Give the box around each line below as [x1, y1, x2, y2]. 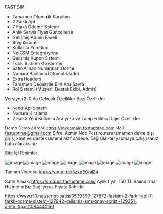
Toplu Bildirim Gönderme [12, 61, 63, 66]
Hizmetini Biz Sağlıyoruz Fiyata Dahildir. [5, 184, 85, 190]
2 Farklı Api [12, 19, 35, 24]
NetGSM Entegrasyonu [12, 50, 59, 56]
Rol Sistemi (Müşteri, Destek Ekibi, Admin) [12, 86, 97, 92]
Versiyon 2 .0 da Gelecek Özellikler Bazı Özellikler [5, 96, 105, 102]
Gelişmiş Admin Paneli [12, 34, 57, 40]
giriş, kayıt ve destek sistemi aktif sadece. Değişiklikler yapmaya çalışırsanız [5, 135, 158, 141]
